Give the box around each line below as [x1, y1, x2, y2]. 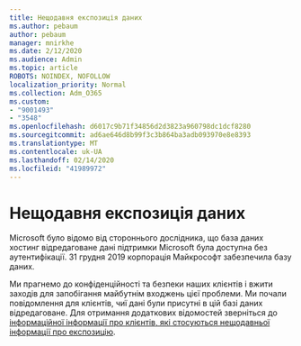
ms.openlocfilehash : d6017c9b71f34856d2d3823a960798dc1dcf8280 [9, 123, 252, 132]
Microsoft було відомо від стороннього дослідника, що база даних [9, 232, 264, 243]
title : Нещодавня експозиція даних [9, 13, 143, 23]
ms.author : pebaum [9, 22, 78, 31]
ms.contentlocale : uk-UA [9, 147, 102, 156]
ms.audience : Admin [9, 55, 83, 64]
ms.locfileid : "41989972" [9, 164, 106, 173]
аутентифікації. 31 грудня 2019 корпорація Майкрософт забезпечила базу [9, 251, 292, 262]
